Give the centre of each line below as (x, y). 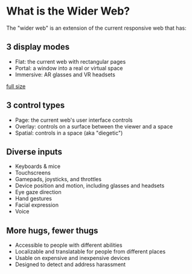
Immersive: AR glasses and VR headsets (65, 75)
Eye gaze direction (38, 192)
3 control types (36, 105)
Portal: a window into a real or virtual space (69, 68)
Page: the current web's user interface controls (74, 120)
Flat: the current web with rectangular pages (70, 61)
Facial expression (37, 205)
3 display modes (38, 47)
